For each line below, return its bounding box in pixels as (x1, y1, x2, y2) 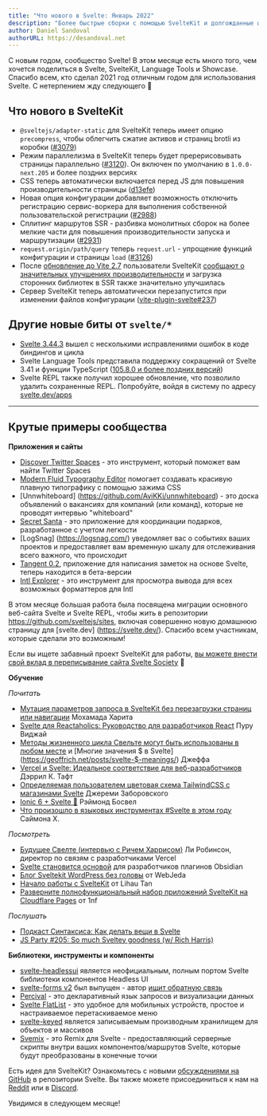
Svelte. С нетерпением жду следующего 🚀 (8, 81, 153, 91)
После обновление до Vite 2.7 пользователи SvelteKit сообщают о (19, 261, 245, 271)
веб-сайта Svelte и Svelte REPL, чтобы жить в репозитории (8, 607, 208, 618)
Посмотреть (8, 829, 50, 839)
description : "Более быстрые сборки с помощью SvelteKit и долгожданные (8, 19, 254, 27)
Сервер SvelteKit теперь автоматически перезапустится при (19, 286, 226, 296)
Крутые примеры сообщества (8, 420, 168, 434)
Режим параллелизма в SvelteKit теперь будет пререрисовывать (19, 151, 242, 160)
